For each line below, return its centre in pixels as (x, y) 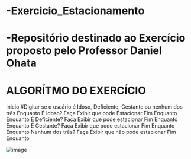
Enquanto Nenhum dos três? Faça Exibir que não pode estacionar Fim (91, 132)
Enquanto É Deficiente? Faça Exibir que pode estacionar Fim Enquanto (92, 119)
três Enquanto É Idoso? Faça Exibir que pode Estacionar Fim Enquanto (92, 113)
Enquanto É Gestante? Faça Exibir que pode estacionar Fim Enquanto (90, 126)
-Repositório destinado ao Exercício (96, 38)
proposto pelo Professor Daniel (84, 51)
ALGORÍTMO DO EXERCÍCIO (76, 90)
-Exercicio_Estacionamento (75, 11)
